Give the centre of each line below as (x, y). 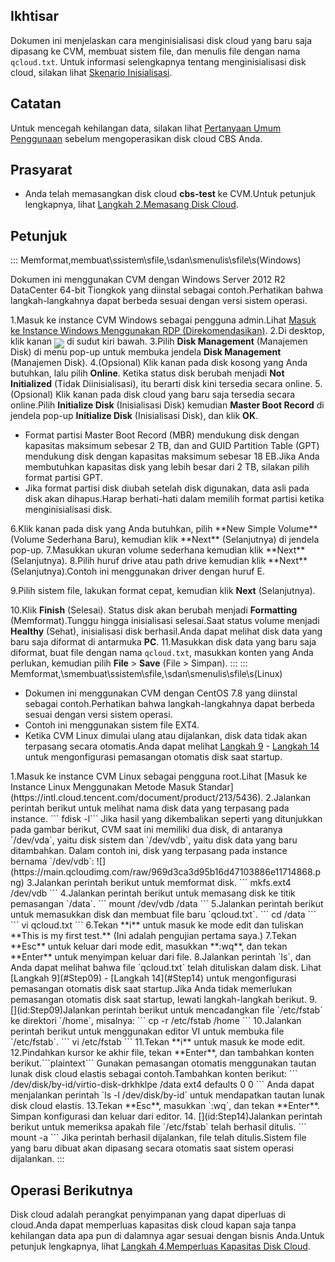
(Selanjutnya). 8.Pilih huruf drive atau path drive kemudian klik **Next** (159, 561)
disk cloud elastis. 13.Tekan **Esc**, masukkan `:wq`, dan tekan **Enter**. (165, 1106)
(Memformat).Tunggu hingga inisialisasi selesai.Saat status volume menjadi (165, 621)
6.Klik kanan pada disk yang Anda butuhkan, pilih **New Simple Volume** (164, 529)
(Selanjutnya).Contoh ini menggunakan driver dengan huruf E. (137, 571)
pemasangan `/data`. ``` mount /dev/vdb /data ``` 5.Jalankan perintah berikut (167, 904)
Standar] (216, 787)
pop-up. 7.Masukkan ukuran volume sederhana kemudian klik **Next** (158, 550)
